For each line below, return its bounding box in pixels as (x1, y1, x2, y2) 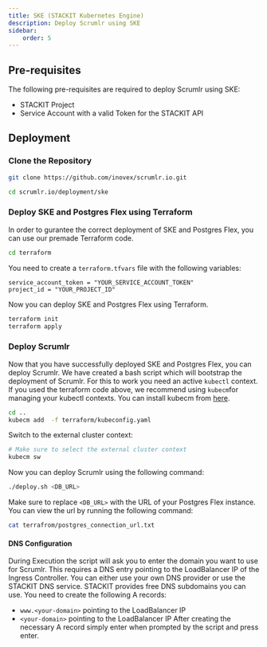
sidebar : (8, 26, 37, 34)
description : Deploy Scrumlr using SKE (8, 19, 141, 27)
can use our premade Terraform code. (8, 233, 134, 243)
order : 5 (22, 33, 52, 42)
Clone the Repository (8, 155, 92, 167)
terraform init (8, 315, 59, 323)
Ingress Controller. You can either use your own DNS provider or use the (8, 573, 245, 582)
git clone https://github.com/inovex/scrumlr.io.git (8, 173, 187, 182)
